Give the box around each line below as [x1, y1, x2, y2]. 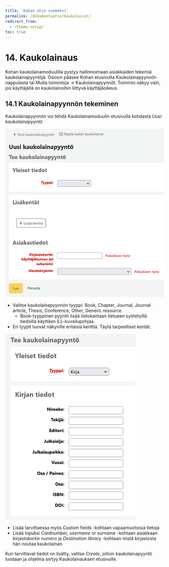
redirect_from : [5, 19, 37, 24]
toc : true [5, 29, 26, 35]
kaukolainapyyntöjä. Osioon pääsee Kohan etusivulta [5, 74, 115, 81]
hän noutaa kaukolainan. [12, 541, 64, 547]
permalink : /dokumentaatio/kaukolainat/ [5, 13, 92, 19]
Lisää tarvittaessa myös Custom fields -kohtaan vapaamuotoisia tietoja [12, 525, 160, 531]
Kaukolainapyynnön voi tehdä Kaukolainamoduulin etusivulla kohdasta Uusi [5, 113, 162, 119]
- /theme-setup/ [10, 24, 44, 29]
